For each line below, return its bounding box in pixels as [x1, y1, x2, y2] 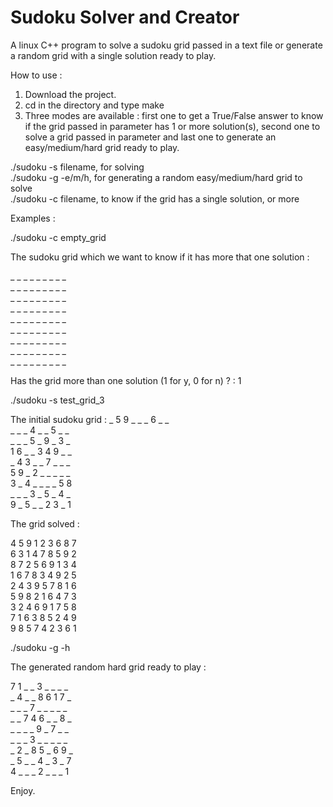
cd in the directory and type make [24, 99, 165, 111]
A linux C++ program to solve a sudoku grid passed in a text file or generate [10, 39, 323, 51]
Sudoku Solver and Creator [10, 6, 240, 29]
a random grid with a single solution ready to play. [10, 49, 217, 61]
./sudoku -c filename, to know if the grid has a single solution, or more [10, 192, 300, 205]
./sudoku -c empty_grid [10, 231, 107, 243]
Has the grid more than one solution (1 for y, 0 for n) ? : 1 [10, 374, 242, 386]
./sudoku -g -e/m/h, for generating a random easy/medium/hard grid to [10, 171, 303, 183]
